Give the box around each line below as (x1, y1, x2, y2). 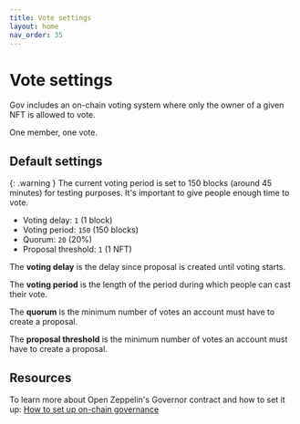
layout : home (9, 22, 59, 31)
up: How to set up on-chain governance (9, 403, 160, 415)
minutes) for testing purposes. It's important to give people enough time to (9, 188, 290, 199)
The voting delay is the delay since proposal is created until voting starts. (9, 262, 286, 273)
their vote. (9, 289, 48, 300)
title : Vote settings (9, 13, 92, 23)
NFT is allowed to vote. (9, 109, 96, 120)
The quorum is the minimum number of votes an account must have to (9, 306, 275, 317)
